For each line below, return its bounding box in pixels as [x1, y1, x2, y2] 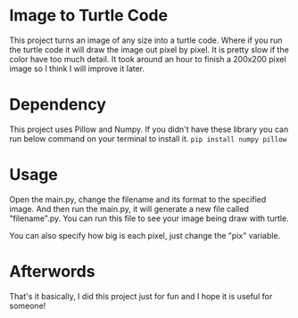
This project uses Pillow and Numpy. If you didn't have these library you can [9, 124, 289, 135]
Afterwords [9, 262, 95, 281]
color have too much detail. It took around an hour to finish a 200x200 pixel [9, 53, 287, 64]
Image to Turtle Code [9, 5, 168, 26]
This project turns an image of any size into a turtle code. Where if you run [9, 35, 283, 45]
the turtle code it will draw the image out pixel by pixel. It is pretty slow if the [9, 44, 290, 54]
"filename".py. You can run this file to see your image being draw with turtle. [9, 213, 289, 224]
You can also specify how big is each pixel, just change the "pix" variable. [9, 230, 281, 241]
